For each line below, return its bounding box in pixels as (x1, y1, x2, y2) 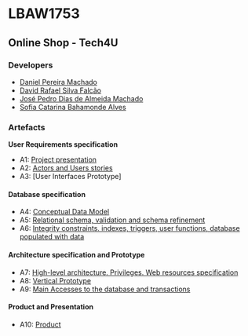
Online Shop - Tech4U (8, 36, 119, 49)
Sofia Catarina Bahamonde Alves (19, 102, 127, 111)
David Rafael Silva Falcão (19, 86, 102, 95)
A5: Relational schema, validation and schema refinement (19, 215, 206, 225)
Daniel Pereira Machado (19, 77, 98, 86)
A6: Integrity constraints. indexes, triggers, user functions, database (19, 224, 241, 233)
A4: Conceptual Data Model (19, 207, 110, 217)
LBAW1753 (8, 5, 80, 23)
